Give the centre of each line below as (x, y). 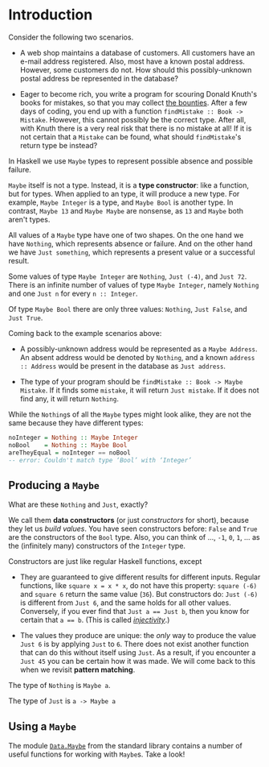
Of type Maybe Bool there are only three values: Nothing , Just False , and (128, 309)
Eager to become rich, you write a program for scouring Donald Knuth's (139, 93)
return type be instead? (59, 145)
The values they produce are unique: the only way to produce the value (138, 636)
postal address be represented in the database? (99, 78)
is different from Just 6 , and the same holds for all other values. (125, 603)
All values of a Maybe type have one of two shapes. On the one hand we (126, 234)
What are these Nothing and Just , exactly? (78, 504)
